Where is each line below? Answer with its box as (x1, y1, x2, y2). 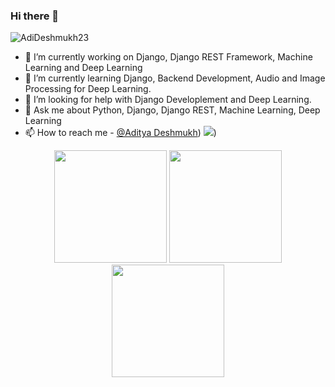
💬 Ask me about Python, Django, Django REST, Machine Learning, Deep (24, 104, 321, 116)
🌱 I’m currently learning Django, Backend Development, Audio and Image (24, 72, 326, 84)
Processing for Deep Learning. (24, 83, 152, 95)
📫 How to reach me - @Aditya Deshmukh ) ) (24, 127, 217, 139)
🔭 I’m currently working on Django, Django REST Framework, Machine (24, 51, 313, 63)
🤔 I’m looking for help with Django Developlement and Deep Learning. (24, 94, 312, 106)
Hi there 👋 (10, 9, 60, 23)
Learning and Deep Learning (24, 62, 143, 74)
